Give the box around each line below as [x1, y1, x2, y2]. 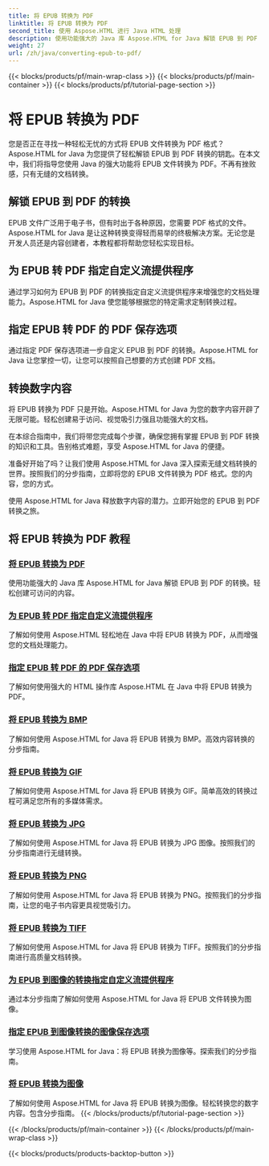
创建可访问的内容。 [14, 587, 79, 597]
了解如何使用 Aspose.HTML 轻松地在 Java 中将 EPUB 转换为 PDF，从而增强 [8, 630, 259, 640]
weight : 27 [8, 42, 45, 50]
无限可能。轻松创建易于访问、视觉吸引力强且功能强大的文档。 [8, 414, 213, 424]
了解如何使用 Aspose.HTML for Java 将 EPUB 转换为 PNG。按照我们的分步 [8, 890, 255, 899]
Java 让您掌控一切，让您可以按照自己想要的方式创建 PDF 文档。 [8, 355, 220, 365]
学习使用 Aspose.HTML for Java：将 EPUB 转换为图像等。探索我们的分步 [8, 1046, 250, 1056]
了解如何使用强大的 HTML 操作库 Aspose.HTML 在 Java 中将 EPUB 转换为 [8, 682, 253, 691]
